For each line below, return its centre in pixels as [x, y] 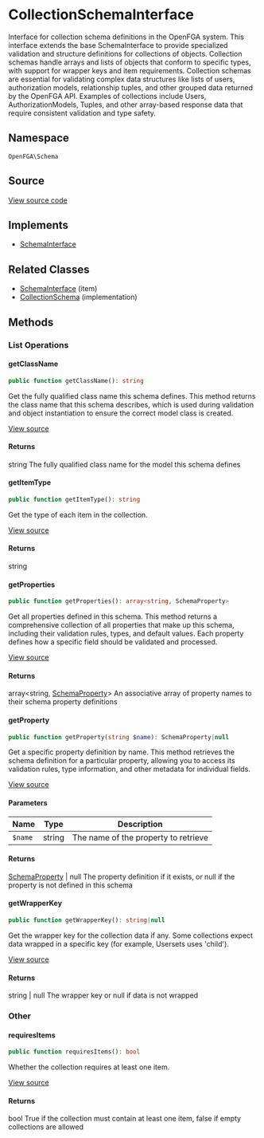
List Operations [39, 345]
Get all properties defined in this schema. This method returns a [113, 616]
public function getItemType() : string [74, 499]
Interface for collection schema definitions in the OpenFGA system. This [126, 37]
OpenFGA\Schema [33, 156]
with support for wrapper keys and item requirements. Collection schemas [130, 70]
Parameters [28, 803]
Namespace [39, 138]
